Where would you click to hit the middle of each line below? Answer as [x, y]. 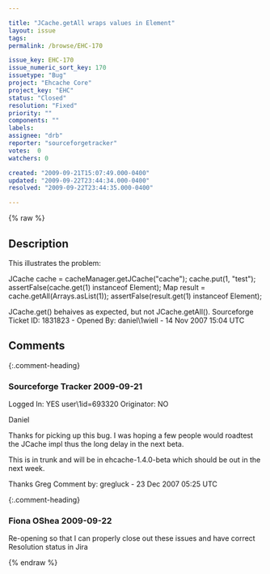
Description [38, 244]
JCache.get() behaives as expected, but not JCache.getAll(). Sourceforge [131, 311]
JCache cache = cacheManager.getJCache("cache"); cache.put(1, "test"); [132, 278]
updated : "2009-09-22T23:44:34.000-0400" [79, 180]
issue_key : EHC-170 [41, 60]
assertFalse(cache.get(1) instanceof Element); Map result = [107, 287]
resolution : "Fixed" [43, 105]
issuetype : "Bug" [38, 75]
